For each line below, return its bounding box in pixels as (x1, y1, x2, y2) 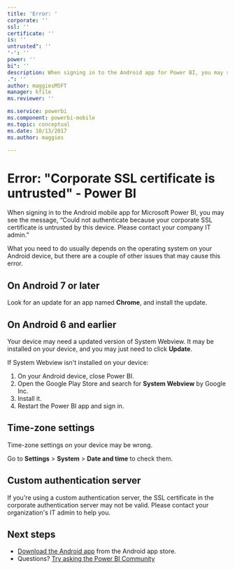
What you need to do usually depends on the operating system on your (7, 244, 212, 253)
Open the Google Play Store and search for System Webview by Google (17, 379, 226, 387)
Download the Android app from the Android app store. (17, 547, 176, 555)
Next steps (7, 528, 56, 541)
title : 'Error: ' (7, 10, 58, 18)
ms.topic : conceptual (7, 121, 71, 128)
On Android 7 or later (7, 279, 100, 291)
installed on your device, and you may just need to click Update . (7, 345, 192, 353)
